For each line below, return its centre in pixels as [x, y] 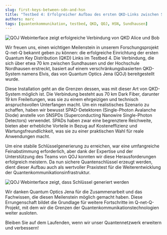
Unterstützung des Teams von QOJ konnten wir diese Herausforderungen [81, 157]
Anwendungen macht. [28, 136]
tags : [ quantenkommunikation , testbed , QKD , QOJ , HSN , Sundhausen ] [77, 24]
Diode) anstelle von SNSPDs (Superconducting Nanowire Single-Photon [79, 116]
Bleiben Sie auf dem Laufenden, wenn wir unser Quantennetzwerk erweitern [83, 223]
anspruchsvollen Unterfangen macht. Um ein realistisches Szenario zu [77, 105]
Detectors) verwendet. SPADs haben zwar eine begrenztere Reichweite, [79, 120]
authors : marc [20, 19]
